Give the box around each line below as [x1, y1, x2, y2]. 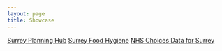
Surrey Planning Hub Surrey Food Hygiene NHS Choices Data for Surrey [7, 36, 215, 44]
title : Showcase [7, 17, 54, 24]
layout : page [7, 10, 45, 17]
